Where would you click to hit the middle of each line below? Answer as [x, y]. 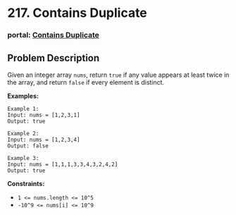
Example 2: [23, 133]
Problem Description [54, 58]
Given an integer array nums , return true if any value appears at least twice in [118, 75]
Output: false [28, 146]
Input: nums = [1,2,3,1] [44, 115]
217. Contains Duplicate [77, 13]
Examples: [23, 96]
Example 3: [23, 158]
